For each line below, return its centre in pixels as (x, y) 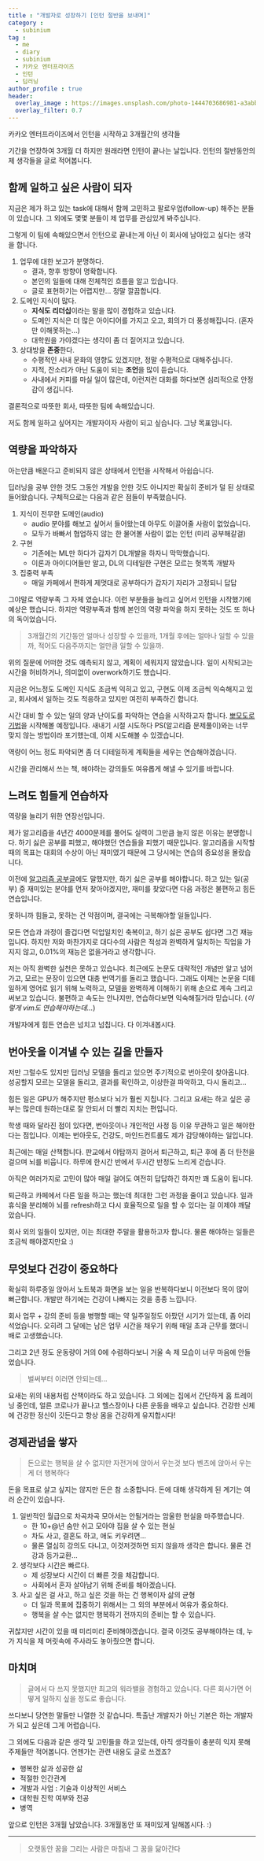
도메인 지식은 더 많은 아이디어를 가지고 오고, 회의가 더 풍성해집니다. (134, 320)
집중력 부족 (37, 572)
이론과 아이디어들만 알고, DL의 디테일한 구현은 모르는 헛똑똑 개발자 (133, 563)
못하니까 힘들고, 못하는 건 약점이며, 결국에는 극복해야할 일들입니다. (110, 916)
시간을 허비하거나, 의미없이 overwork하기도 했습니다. (90, 672)
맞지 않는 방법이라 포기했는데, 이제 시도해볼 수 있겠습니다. (96, 735)
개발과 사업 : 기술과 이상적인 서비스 (73, 1788)
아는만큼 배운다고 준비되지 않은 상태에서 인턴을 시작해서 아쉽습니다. (111, 470)
